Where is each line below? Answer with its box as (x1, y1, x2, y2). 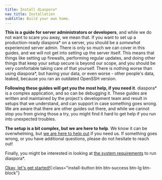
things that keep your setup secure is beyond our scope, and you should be (5, 60, 156, 66)
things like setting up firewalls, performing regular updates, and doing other (5, 55, 156, 61)
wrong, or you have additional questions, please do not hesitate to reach (5, 136, 149, 142)
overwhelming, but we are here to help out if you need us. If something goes (5, 131, 157, 136)
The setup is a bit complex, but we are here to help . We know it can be (5, 126, 147, 131)
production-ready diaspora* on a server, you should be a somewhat (5, 40, 141, 46)
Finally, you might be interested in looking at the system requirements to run (5, 150, 156, 156)
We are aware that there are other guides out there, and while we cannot (5, 106, 150, 112)
